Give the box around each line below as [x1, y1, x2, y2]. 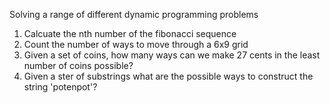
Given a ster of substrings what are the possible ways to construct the [23, 70, 314, 82]
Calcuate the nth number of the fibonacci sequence [23, 28, 237, 39]
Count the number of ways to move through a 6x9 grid [23, 39, 249, 50]
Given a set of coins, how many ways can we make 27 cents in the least [23, 49, 321, 61]
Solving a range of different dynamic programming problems [9, 9, 259, 20]
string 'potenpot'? [23, 81, 98, 93]
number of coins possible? [23, 60, 134, 71]
